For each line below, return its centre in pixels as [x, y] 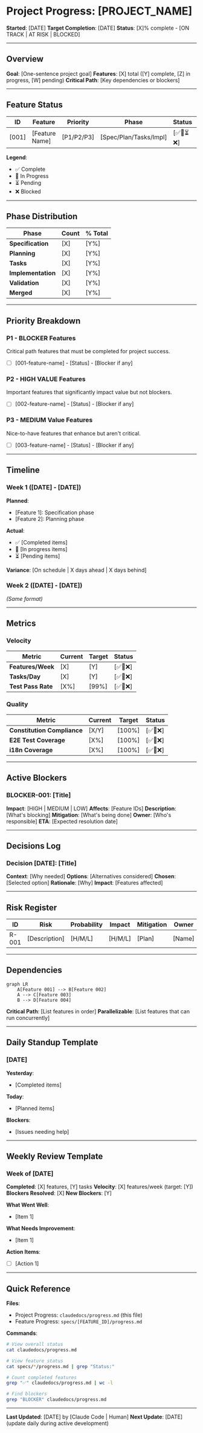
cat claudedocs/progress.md [42, 1350]
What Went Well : [28, 1205]
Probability [86, 925]
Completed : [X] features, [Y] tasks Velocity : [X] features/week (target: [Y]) [100, 1187]
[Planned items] [35, 1108]
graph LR [17, 984]
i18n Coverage [31, 750]
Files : [13, 1303]
